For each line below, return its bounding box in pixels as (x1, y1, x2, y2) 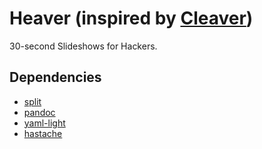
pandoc (23, 106, 56, 118)
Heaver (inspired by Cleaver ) (9, 7, 254, 30)
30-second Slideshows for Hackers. (9, 40, 158, 52)
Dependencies (9, 69, 102, 86)
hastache (23, 127, 63, 139)
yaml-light (23, 117, 66, 129)
